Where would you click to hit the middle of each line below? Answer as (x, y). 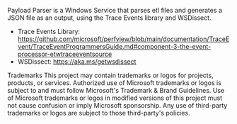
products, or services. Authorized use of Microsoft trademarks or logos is (114, 83)
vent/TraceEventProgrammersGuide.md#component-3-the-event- (114, 46)
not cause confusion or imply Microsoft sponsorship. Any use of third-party (117, 105)
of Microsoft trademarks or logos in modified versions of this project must (115, 98)
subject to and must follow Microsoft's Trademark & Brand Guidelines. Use (116, 90)
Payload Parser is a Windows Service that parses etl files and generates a (115, 10)
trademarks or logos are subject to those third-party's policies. (99, 113)
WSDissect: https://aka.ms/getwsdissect (77, 62)
